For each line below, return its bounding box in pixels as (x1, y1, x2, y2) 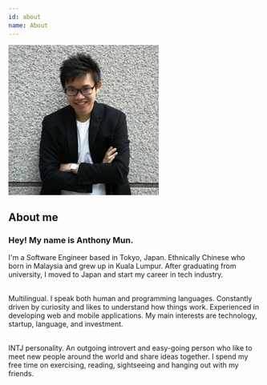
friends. (8, 369, 34, 379)
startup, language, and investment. (8, 319, 123, 329)
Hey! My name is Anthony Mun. (8, 235, 134, 246)
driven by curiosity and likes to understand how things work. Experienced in (8, 303, 259, 312)
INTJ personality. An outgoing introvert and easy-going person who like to (8, 343, 253, 353)
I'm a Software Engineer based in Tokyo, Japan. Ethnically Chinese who (8, 253, 246, 263)
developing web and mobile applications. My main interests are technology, (8, 311, 258, 320)
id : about (8, 13, 42, 21)
